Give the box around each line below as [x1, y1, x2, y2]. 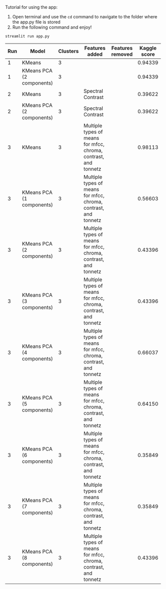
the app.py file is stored [12, 19, 61, 25]
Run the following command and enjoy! [12, 24, 92, 30]
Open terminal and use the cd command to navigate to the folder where [12, 14, 158, 19]
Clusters [58, 48, 79, 54]
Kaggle [139, 45, 157, 51]
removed [111, 51, 133, 57]
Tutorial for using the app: [5, 4, 58, 10]
